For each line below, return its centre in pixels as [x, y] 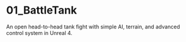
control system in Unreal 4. [39, 33]
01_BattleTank [42, 10]
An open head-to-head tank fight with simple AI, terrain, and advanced [93, 27]
